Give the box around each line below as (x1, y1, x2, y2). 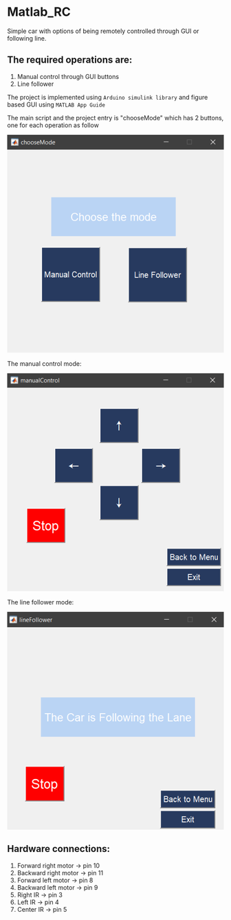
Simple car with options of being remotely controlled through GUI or (7, 27, 199, 35)
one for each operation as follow (7, 121, 100, 129)
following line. (7, 34, 47, 42)
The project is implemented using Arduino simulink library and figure (7, 93, 208, 101)
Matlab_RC (7, 4, 71, 20)
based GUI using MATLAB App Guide (7, 100, 105, 109)
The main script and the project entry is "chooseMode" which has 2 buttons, (7, 113, 224, 122)
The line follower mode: (7, 598, 74, 606)
